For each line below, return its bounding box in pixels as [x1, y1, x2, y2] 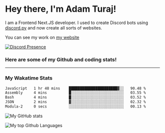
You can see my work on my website [5, 34, 80, 40]
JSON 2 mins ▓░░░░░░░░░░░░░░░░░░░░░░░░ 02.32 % [5, 100, 146, 105]
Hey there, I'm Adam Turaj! [5, 3, 116, 15]
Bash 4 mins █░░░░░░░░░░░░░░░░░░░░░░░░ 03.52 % [5, 95, 146, 100]
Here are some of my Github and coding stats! [5, 56, 117, 63]
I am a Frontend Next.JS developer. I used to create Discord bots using [5, 20, 148, 26]
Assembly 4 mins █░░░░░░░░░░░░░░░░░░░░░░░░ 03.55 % [5, 90, 146, 95]
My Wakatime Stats [5, 75, 53, 81]
